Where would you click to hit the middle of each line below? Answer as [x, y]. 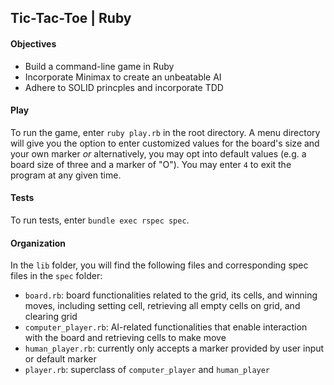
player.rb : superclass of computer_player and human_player [147, 370]
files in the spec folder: [56, 276]
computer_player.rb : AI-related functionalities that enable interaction [166, 327]
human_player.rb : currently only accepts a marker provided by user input [174, 348]
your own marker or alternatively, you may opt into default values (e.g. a [158, 153]
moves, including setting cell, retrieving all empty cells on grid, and [162, 306]
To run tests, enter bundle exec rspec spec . [100, 220]
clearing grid [51, 317]
